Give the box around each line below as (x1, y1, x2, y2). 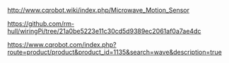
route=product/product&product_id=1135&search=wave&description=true (7, 48, 223, 56)
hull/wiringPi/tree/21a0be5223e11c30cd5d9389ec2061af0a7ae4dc (7, 27, 201, 35)
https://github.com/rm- (7, 20, 75, 27)
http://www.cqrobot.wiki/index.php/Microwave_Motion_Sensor (7, 6, 189, 14)
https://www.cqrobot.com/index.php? (7, 41, 117, 48)
